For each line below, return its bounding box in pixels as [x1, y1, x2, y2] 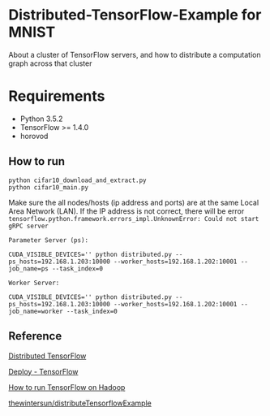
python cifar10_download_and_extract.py [8, 176, 148, 184]
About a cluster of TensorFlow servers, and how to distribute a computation [8, 50, 261, 59]
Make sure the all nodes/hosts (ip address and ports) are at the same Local [8, 197, 259, 207]
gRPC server [8, 222, 49, 230]
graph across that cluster [8, 58, 92, 68]
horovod [19, 131, 49, 141]
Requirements [8, 87, 105, 106]
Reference [8, 329, 62, 343]
